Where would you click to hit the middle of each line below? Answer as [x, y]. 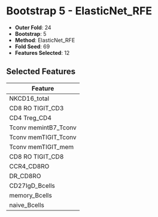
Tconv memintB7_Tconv [43, 128]
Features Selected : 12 [42, 52]
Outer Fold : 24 [33, 27]
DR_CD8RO [25, 176]
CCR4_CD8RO [29, 166]
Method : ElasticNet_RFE [45, 40]
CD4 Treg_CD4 [31, 117]
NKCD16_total [29, 98]
